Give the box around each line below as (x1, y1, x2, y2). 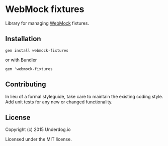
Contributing (5, 80, 46, 89)
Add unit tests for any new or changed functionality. (5, 99, 113, 105)
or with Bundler (5, 57, 37, 63)
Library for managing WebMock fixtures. (5, 20, 90, 26)
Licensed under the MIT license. (5, 136, 72, 142)
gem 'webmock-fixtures (5, 66, 53, 71)
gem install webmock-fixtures (5, 48, 69, 53)
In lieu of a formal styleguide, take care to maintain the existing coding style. (5, 93, 163, 99)
